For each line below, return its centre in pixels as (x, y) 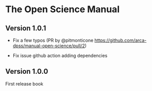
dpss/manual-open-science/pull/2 (49, 46)
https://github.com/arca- (121, 40)
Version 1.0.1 (26, 28)
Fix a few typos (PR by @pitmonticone (53, 40)
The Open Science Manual (62, 9)
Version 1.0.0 (27, 71)
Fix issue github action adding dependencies (60, 55)
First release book (24, 84)
